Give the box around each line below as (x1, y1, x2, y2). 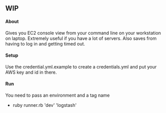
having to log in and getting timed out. (5, 40, 85, 47)
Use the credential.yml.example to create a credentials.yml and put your (5, 63, 157, 70)
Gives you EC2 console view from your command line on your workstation (5, 30, 161, 36)
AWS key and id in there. (5, 69, 57, 75)
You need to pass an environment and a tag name (5, 92, 110, 98)
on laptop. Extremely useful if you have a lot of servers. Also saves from (5, 35, 157, 41)
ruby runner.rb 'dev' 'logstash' (12, 102, 77, 108)
